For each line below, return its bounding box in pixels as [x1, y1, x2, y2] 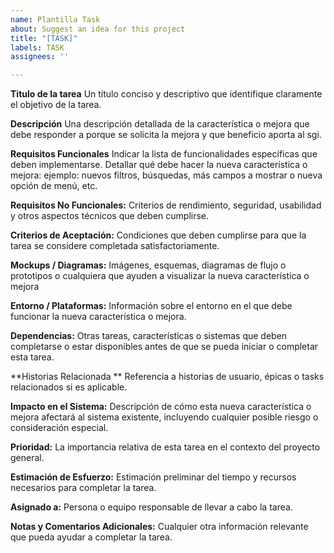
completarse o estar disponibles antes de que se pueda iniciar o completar [10, 341, 319, 353]
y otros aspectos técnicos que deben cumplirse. [10, 210, 210, 222]
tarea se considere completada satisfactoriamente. [10, 240, 220, 252]
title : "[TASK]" [10, 33, 78, 43]
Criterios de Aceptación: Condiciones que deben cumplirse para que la [10, 229, 307, 241]
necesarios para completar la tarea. [10, 482, 157, 494]
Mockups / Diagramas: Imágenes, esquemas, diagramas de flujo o [10, 259, 287, 271]
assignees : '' [10, 52, 70, 62]
